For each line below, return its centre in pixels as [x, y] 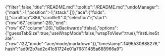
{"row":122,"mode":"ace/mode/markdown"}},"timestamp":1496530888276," [83, 43]
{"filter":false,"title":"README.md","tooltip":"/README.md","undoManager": [82, 7]
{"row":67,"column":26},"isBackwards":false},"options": [62, 28]
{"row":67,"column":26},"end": [36, 23]
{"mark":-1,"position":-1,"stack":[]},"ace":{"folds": [55, 12]
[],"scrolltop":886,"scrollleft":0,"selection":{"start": [56, 17]
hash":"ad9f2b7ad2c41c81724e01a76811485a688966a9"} [64, 49]
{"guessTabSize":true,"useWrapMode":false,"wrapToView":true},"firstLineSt [82, 33]
